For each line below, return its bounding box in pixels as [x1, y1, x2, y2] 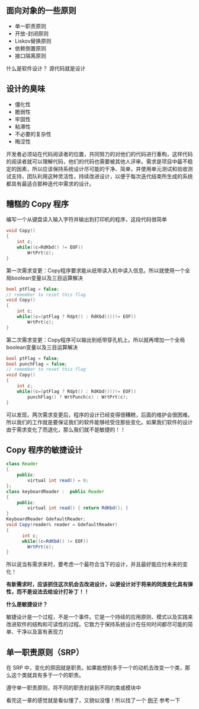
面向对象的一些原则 [6, 5, 76, 16]
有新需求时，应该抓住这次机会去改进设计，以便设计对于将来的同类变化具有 [6, 581, 188, 588]
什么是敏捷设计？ [6, 601, 48, 608]
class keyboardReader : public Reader [6, 488, 105, 494]
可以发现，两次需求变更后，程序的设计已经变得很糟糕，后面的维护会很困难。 [6, 411, 193, 418]
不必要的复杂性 [14, 130, 52, 138]
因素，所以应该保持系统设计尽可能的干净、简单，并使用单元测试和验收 [16, 165, 188, 172]
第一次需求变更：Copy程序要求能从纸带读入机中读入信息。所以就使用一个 [6, 266, 185, 274]
